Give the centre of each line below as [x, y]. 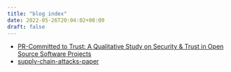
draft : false [26, 27]
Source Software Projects [54, 54]
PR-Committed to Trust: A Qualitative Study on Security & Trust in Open [120, 47]
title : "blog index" [37, 14]
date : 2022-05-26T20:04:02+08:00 [56, 20]
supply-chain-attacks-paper [58, 62]
